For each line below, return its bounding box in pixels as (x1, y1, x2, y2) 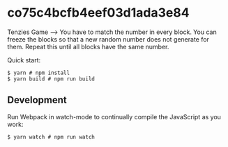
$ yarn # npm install (7, 69, 70, 76)
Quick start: (7, 55, 40, 64)
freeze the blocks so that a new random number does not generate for (7, 35, 209, 43)
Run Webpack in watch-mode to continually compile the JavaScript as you (7, 112, 222, 121)
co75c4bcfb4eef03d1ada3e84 (7, 5, 190, 21)
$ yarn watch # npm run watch (7, 133, 96, 140)
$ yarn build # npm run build (7, 75, 96, 83)
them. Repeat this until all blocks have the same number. (7, 42, 169, 51)
